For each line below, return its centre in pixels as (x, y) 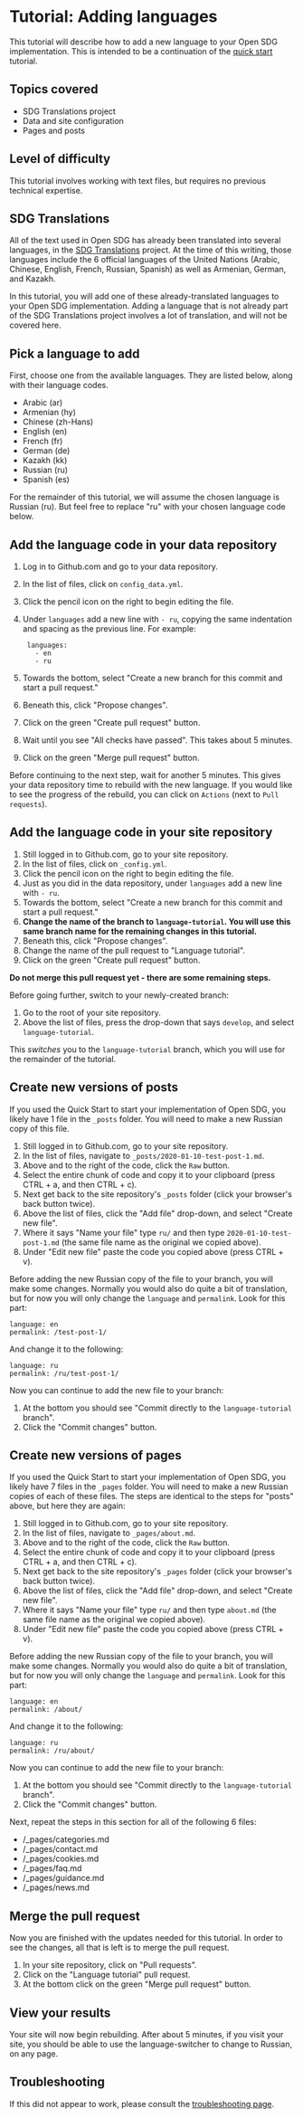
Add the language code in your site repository (141, 833)
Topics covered (54, 89)
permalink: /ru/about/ (52, 1751)
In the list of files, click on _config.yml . (95, 864)
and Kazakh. (33, 279)
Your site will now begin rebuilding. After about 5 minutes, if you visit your (147, 2035)
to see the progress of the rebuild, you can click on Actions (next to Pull (144, 794)
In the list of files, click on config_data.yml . (103, 584)
